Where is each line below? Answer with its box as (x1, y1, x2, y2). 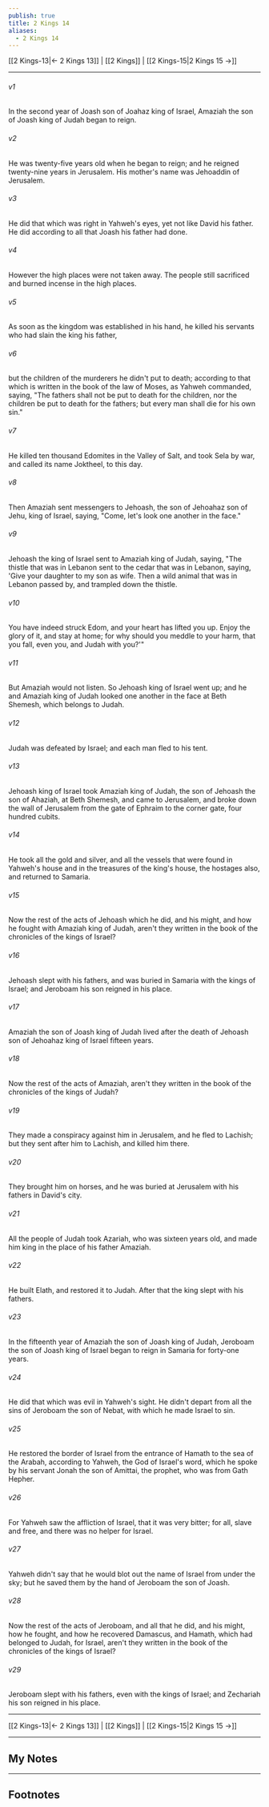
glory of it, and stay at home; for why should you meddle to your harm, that (8, 631, 256, 641)
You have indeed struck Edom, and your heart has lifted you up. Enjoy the (8, 622, 251, 633)
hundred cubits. (8, 811, 61, 821)
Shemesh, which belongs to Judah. (8, 700, 125, 710)
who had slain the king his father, (8, 330, 118, 340)
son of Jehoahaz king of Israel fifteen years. (8, 1035, 154, 1045)
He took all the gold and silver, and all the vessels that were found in (8, 855, 234, 865)
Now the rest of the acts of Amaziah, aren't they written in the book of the (8, 1078, 252, 1088)
